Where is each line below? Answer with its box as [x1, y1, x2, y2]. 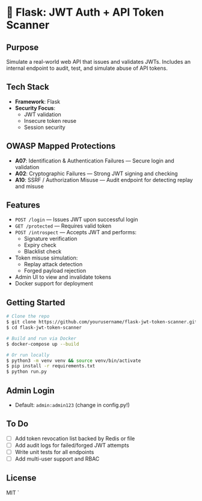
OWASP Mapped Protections [6, 141, 116, 151]
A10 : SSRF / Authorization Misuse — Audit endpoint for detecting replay [14, 176, 194, 183]
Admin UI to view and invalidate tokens [14, 273, 111, 281]
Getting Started [6, 297, 66, 308]
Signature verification [23, 235, 78, 243]
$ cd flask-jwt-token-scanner [6, 325, 82, 331]
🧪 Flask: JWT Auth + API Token [6, 5, 164, 19]
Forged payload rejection [23, 267, 86, 275]
